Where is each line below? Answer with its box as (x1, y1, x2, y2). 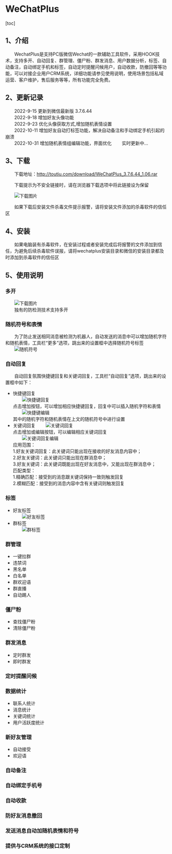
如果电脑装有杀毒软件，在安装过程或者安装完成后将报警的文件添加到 (14, 241, 158, 247)
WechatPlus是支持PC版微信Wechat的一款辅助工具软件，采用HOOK (14, 51, 156, 57)
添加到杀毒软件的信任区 (9, 254, 59, 260)
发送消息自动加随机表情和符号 (5, 827, 79, 834)
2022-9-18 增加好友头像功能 (14, 114, 74, 120)
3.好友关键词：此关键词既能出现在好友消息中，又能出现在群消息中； (12, 461, 156, 467)
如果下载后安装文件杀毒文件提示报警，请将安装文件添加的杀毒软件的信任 (14, 204, 167, 210)
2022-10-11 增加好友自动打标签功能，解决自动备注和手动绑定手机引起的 (14, 127, 165, 133)
